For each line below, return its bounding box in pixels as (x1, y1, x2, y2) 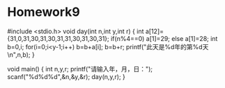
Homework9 (7, 4, 80, 20)
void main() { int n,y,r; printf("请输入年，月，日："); (7, 64, 153, 73)
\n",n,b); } (7, 50, 35, 59)
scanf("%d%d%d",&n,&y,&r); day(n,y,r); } (7, 72, 125, 80)
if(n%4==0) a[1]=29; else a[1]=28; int (110, 34, 218, 42)
